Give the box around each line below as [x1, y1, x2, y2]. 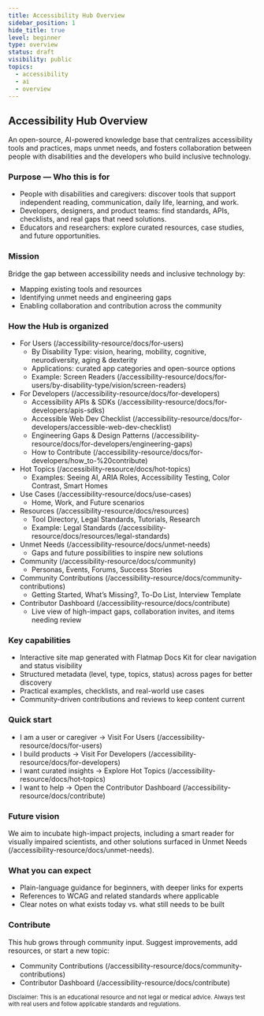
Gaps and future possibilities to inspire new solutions [31, 548, 203, 558]
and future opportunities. [19, 231, 101, 241]
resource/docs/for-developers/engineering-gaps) [31, 439, 193, 449]
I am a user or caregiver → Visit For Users [19, 732, 155, 741]
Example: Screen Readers [31, 372, 116, 382]
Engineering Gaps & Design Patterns [31, 431, 150, 440]
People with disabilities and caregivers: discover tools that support [19, 189, 236, 199]
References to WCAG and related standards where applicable [19, 891, 219, 901]
